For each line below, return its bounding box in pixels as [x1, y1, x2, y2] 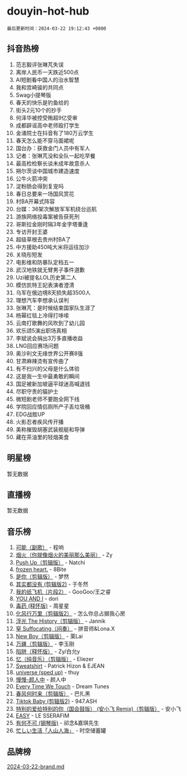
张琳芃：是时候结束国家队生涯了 [15, 304, 96, 311]
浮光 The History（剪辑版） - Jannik [15, 617, 106, 625]
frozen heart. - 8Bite [15, 566, 67, 573]
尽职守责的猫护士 [15, 387, 59, 395]
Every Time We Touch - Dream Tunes [15, 683, 110, 690]
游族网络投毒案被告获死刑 [15, 213, 80, 220]
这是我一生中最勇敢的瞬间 [15, 372, 80, 379]
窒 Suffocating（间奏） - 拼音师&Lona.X [15, 625, 115, 632]
